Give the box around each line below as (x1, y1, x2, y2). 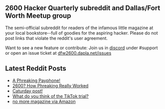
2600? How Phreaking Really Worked (12, 82, 89, 88)
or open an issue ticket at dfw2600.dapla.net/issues (5, 50, 111, 56)
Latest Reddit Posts (5, 64, 66, 73)
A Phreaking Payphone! (12, 77, 60, 83)
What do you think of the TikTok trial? (12, 93, 89, 99)
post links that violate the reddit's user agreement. (5, 35, 108, 41)
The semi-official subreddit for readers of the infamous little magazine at (5, 25, 154, 31)
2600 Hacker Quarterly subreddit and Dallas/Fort (5, 4, 161, 12)
